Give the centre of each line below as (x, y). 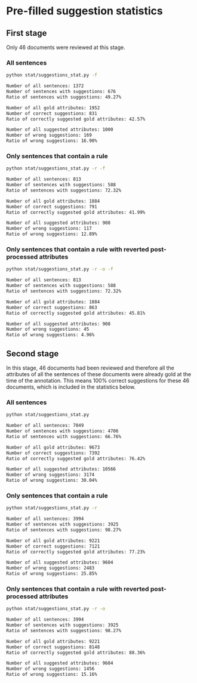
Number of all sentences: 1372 (45, 86)
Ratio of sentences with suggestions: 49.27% (64, 97)
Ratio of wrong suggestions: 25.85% (52, 574)
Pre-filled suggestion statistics (84, 11)
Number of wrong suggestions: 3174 (50, 475)
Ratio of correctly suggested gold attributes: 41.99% (76, 212)
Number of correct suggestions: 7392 (53, 453)
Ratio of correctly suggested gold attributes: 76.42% (76, 459)
